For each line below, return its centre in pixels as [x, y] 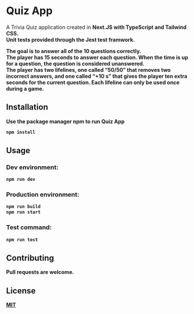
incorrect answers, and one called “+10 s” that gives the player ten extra [97, 76]
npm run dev [21, 180]
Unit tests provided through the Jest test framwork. [70, 39]
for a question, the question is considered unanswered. [75, 64]
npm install [21, 132]
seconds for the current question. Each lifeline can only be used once [93, 82]
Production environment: [43, 194]
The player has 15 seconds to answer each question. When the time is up [97, 57]
